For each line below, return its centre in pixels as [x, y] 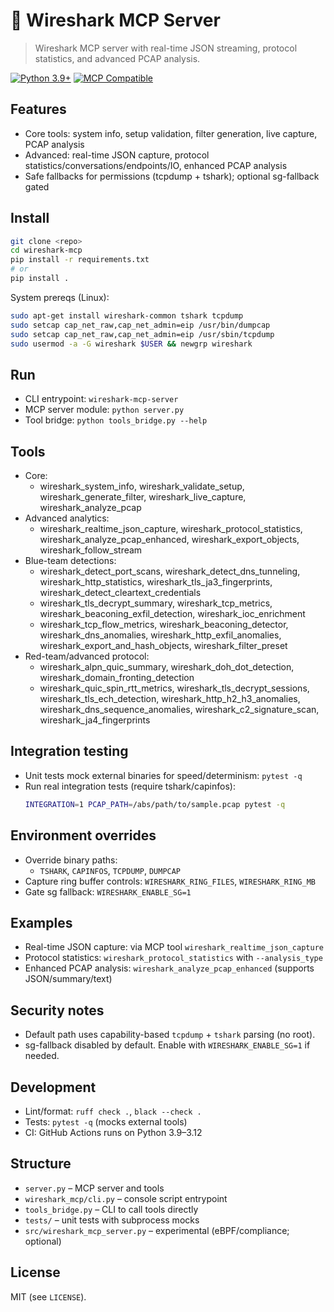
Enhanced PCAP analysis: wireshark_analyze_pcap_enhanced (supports [169, 968]
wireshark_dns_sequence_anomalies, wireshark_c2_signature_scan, [179, 710]
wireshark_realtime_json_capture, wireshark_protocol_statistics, [171, 529]
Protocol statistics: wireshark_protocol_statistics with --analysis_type [173, 958]
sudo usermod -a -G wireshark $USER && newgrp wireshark [131, 344]
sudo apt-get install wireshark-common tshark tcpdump [127, 315]
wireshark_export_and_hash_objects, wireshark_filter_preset [163, 646]
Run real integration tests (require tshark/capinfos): [130, 786]
